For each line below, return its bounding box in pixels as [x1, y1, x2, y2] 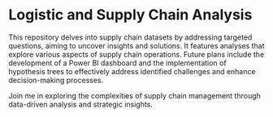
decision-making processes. [8, 75, 104, 85]
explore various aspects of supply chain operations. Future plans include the [8, 49, 265, 59]
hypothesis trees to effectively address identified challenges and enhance [8, 66, 256, 76]
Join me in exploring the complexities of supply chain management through [8, 90, 262, 100]
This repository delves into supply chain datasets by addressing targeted [8, 32, 253, 42]
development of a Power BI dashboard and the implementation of [8, 58, 227, 68]
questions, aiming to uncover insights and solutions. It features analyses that [8, 40, 265, 50]
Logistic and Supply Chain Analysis [8, 6, 253, 24]
